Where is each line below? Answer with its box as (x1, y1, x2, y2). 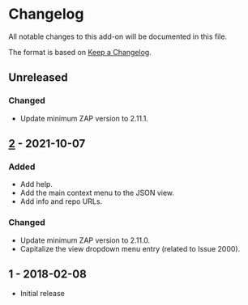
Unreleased (8, 70, 69, 85)
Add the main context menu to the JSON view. (19, 188, 175, 198)
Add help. (19, 180, 53, 189)
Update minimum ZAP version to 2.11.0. (19, 235, 151, 245)
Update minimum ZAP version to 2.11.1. (19, 113, 148, 123)
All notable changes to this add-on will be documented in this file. (8, 32, 228, 41)
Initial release (19, 289, 65, 299)
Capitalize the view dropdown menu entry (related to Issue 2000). (19, 244, 241, 253)
